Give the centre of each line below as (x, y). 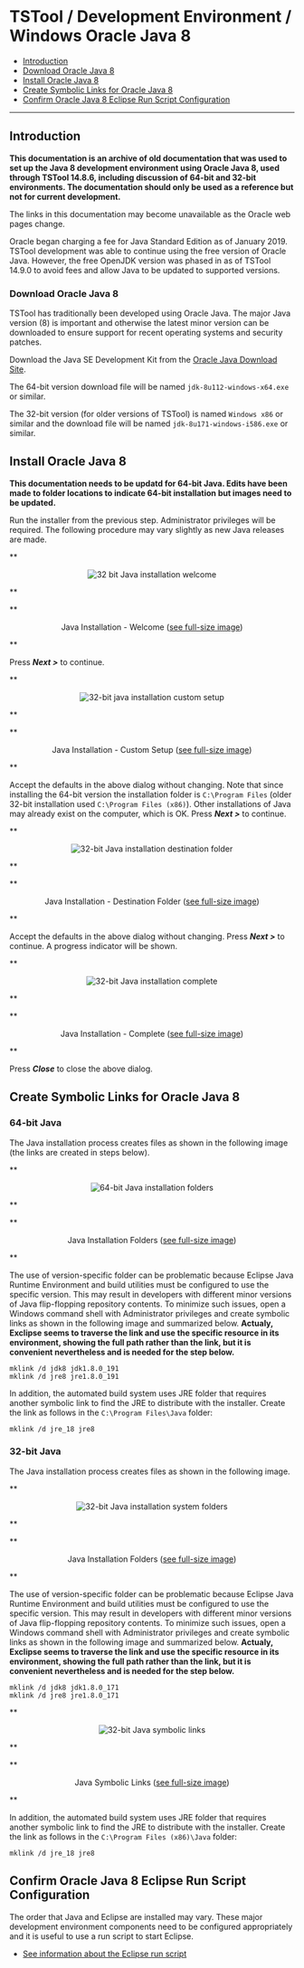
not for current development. (65, 196)
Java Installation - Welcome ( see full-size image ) (152, 627)
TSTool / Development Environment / (151, 17)
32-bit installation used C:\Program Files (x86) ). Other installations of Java (150, 803)
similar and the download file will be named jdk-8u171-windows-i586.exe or (149, 423)
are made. (28, 539)
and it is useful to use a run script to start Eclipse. (102, 1936)
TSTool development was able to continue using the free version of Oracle (148, 251)
